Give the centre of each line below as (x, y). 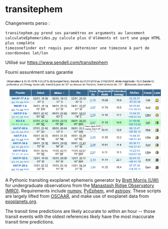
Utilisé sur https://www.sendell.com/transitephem (57, 62)
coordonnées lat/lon (27, 53)
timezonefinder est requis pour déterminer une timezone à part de (77, 48)
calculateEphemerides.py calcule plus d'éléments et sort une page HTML (83, 38)
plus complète (20, 43)
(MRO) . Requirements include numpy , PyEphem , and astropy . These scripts (83, 191)
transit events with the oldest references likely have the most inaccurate (80, 216)
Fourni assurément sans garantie (39, 72)
